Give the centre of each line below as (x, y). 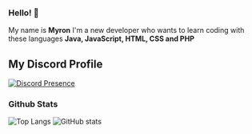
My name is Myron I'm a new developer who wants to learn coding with (126, 30)
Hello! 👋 (24, 13)
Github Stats (33, 104)
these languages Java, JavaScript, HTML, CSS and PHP (101, 39)
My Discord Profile (56, 64)
